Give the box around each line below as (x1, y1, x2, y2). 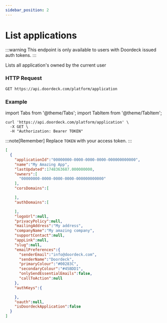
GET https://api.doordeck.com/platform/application (5, 86, 117, 91)
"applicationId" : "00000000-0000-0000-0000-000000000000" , (14, 157, 140, 162)
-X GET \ (10, 124, 29, 130)
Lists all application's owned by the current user (5, 62, 106, 68)
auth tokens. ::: (5, 52, 37, 58)
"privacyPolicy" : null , (14, 218, 63, 224)
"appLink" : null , (14, 238, 50, 243)
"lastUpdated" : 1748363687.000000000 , (14, 167, 95, 172)
